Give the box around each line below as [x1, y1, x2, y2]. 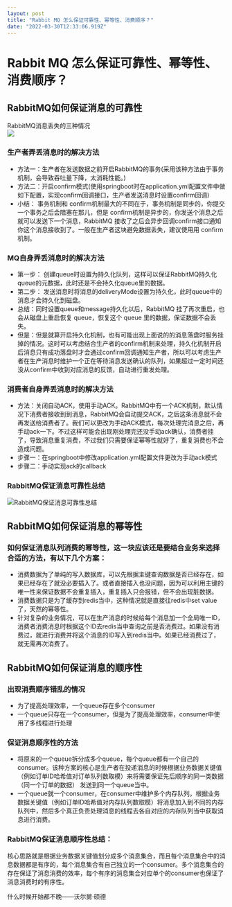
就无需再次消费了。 [17, 640, 73, 648]
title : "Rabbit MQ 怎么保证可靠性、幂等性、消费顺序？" [7, 17, 154, 24]
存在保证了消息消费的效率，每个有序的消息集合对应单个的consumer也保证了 [7, 869, 224, 877]
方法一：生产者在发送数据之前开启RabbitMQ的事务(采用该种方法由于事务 [17, 164, 224, 173]
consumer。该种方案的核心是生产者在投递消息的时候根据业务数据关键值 [17, 764, 222, 772]
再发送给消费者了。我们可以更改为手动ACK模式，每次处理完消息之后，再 [17, 419, 224, 427]
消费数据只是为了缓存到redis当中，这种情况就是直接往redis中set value [17, 597, 217, 605]
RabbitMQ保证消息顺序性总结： [7, 834, 113, 844]
